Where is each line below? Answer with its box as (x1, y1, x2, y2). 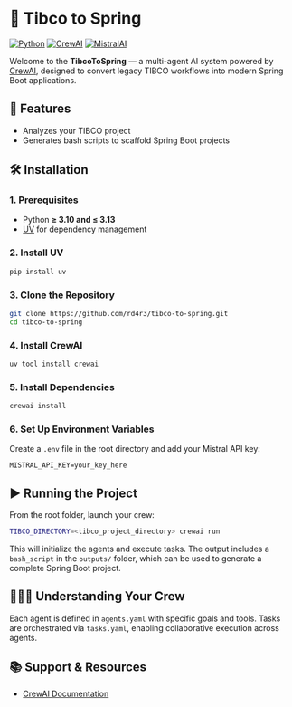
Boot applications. (9, 74, 77, 85)
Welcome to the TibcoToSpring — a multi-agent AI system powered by (9, 55, 274, 66)
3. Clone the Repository (9, 289, 116, 301)
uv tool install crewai (9, 359, 99, 368)
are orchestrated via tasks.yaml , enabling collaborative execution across (9, 622, 280, 633)
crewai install (9, 402, 67, 411)
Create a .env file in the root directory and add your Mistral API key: (9, 444, 260, 454)
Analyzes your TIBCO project (22, 125, 131, 136)
